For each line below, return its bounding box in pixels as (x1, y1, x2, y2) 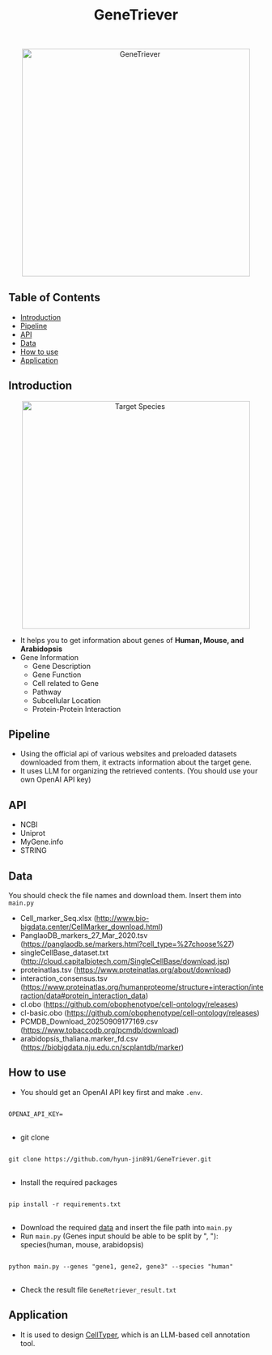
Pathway (32, 687, 62, 697)
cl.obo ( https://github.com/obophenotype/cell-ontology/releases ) (19, 999, 239, 1009)
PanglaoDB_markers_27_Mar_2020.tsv (19, 931, 148, 940)
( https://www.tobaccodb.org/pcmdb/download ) (19, 1025, 180, 1034)
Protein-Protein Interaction (32, 704, 121, 714)
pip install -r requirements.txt (8, 1200, 121, 1208)
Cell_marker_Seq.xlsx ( (19, 914, 97, 923)
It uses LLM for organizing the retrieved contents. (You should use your (19, 766, 258, 776)
